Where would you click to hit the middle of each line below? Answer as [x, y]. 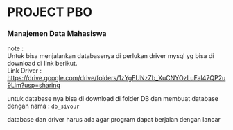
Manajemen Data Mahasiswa [57, 34]
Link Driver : [25, 71]
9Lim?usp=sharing [34, 85]
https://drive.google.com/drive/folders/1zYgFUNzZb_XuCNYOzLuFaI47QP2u [116, 78]
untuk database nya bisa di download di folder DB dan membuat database [113, 99]
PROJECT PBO [50, 12]
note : [16, 48]
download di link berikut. [42, 64]
